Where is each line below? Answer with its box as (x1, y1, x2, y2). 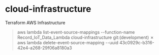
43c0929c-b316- (119, 39, 155, 45)
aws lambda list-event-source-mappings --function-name (17, 29, 135, 35)
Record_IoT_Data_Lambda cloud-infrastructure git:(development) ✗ (17, 34, 154, 40)
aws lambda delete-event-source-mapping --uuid (17, 39, 119, 45)
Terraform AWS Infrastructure (5, 20, 65, 26)
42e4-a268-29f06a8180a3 (17, 45, 72, 51)
